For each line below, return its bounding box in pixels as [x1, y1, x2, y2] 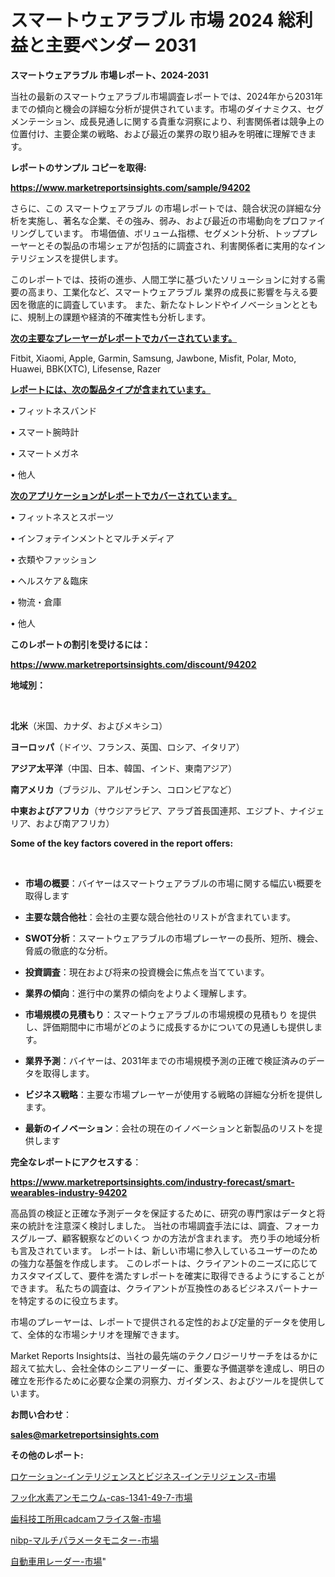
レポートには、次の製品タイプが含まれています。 [10, 383, 212, 395]
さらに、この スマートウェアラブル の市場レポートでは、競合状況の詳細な [10, 202, 313, 214]
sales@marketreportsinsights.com [10, 1428, 160, 1440]
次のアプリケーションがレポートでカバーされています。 [10, 489, 237, 501]
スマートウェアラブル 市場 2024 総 [10, 9, 296, 32]
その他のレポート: [10, 1449, 84, 1461]
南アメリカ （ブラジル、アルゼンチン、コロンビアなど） [10, 783, 238, 795]
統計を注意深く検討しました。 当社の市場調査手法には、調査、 [27, 1219, 285, 1231]
